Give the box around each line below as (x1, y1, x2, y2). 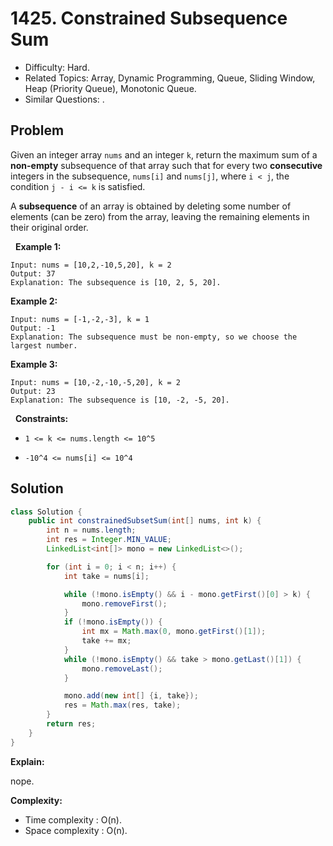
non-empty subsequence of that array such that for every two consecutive (10, 159, 323, 171)
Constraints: (14, 412, 69, 424)
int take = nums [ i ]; (63, 571, 150, 581)
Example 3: (10, 358, 58, 370)
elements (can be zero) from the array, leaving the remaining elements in (10, 210, 310, 222)
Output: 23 (10, 386, 56, 396)
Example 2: (10, 295, 58, 307)
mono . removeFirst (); (81, 598, 168, 609)
